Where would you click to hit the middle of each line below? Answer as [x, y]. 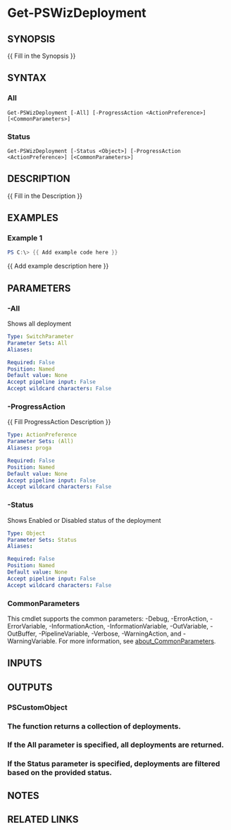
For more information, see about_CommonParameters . [137, 641]
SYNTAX [27, 78]
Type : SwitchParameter [40, 337]
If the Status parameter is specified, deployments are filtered [114, 764]
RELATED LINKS [43, 820]
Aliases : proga [30, 448]
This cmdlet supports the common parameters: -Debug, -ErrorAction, [108, 619]
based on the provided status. [60, 773]
